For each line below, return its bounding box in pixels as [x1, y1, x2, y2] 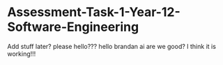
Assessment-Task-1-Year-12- [7, 4, 180, 20]
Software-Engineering [7, 19, 139, 35]
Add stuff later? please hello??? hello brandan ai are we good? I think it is [7, 42, 216, 50]
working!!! [7, 50, 36, 58]
